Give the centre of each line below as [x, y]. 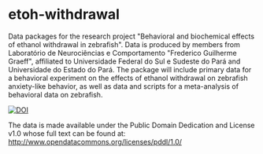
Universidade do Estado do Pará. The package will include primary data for [130, 69]
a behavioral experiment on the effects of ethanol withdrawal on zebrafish [128, 78]
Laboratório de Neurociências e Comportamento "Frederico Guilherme [123, 53]
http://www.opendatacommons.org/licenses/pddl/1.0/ [95, 141]
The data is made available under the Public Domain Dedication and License [131, 125]
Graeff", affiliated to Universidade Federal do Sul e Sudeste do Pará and [124, 61]
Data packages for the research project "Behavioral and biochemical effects [131, 36]
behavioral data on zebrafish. [56, 94]
